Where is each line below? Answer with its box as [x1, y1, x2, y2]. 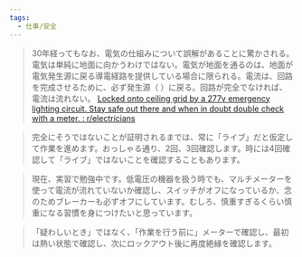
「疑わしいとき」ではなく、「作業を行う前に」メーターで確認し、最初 [31, 226, 289, 237]
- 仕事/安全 [17, 22, 57, 31]
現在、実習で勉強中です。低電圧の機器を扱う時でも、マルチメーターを [31, 173, 292, 184]
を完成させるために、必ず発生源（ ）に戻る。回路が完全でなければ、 [31, 81, 288, 92]
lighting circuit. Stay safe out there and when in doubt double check [31, 103, 285, 114]
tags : [9, 13, 30, 23]
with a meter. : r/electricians [31, 112, 136, 123]
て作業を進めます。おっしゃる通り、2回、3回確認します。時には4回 [31, 142, 283, 154]
